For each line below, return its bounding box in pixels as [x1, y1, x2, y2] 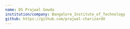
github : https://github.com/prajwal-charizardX [5, 16, 106, 21]
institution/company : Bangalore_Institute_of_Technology [5, 12, 126, 17]
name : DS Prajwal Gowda [5, 7, 55, 12]
